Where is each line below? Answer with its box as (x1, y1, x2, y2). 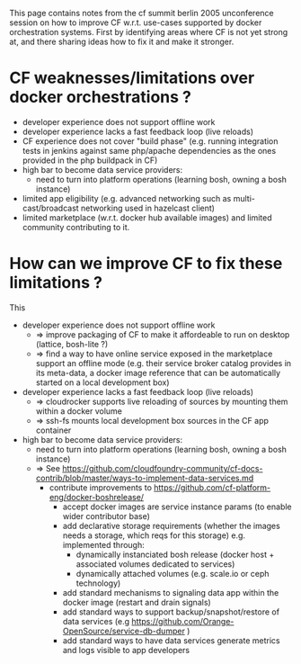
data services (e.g (62, 615, 130, 626)
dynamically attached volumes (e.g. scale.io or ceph (75, 568, 270, 579)
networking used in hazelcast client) (80, 202, 216, 213)
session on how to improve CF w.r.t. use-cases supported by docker (9, 17, 262, 28)
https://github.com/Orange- (131, 615, 235, 626)
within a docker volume (35, 405, 123, 417)
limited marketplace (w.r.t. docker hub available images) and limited (22, 211, 272, 223)
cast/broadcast (22, 202, 79, 213)
